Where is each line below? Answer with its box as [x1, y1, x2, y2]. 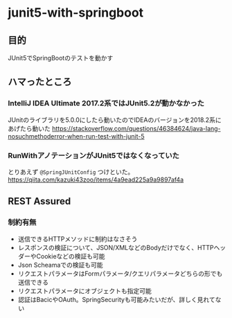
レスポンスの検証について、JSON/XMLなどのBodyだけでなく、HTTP [17, 243, 214, 251]
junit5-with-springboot [8, 5, 144, 21]
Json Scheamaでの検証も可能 [17, 260, 103, 269]
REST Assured [8, 195, 71, 207]
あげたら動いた [8, 124, 51, 132]
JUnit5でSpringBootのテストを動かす [8, 54, 114, 62]
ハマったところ [8, 76, 72, 88]
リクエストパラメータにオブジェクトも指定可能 [17, 286, 152, 295]
